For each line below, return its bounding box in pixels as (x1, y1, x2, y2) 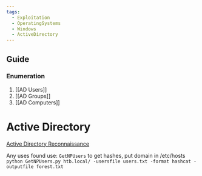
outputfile (6, 163, 34, 170)
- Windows (12, 25, 36, 32)
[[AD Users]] (15, 86, 47, 93)
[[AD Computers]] (15, 98, 60, 106)
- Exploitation (12, 15, 50, 21)
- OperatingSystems (12, 20, 61, 26)
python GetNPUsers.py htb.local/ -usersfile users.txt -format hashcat (6, 158, 191, 164)
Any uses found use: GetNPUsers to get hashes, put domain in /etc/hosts (6, 152, 186, 159)
